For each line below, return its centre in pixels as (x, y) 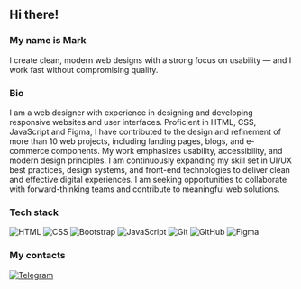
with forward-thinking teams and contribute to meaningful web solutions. (145, 189)
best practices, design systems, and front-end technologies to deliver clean (150, 169)
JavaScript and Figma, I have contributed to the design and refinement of (146, 131)
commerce (29, 150)
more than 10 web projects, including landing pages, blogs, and (127, 141)
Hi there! (34, 15)
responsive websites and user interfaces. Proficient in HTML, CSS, (133, 122)
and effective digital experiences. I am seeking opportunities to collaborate (148, 179)
